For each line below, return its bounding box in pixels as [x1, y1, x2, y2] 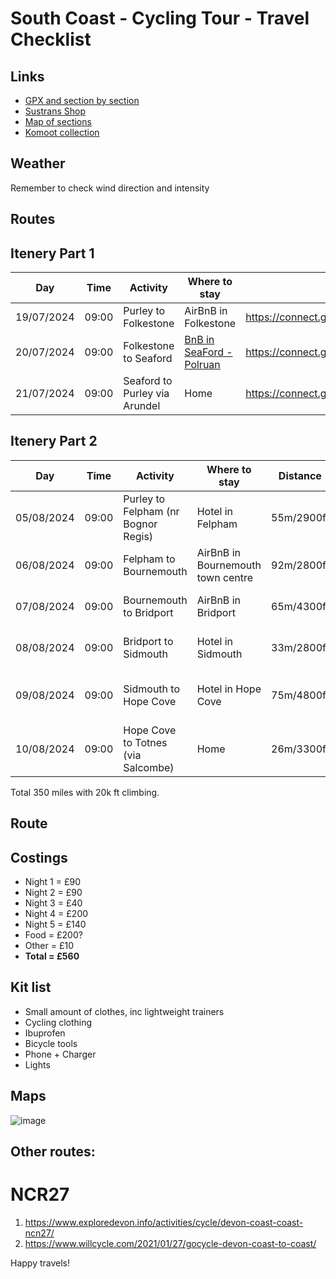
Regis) [123, 529, 154, 543]
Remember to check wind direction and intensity [10, 182, 210, 194]
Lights [24, 1058, 51, 1071]
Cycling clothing [24, 1016, 93, 1028]
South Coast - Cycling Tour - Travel [10, 7, 310, 30]
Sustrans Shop [24, 105, 86, 117]
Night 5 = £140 [24, 918, 87, 931]
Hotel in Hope [196, 682, 262, 696]
